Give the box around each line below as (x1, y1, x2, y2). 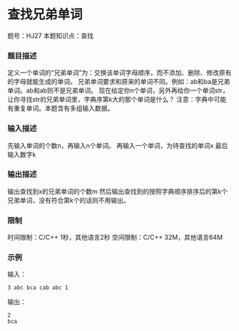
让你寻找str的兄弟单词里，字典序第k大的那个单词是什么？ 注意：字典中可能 (7, 95, 227, 104)
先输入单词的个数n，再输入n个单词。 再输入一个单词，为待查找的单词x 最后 (7, 141, 228, 149)
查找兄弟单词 (7, 6, 83, 23)
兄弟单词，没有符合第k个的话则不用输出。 (7, 196, 130, 204)
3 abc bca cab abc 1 (7, 284, 69, 292)
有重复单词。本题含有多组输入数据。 (7, 104, 114, 112)
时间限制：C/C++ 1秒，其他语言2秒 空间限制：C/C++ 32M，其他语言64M (7, 233, 223, 242)
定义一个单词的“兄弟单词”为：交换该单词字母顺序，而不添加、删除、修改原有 (7, 68, 232, 77)
